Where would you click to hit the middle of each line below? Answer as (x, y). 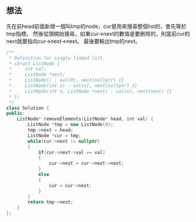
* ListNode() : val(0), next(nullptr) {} (66, 80)
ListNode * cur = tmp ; (55, 135)
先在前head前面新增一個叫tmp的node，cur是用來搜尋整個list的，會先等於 (97, 26)
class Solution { (28, 108)
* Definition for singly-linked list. (57, 58)
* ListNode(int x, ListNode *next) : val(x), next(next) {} (90, 91)
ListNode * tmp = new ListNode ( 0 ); (71, 125)
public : (16, 113)
